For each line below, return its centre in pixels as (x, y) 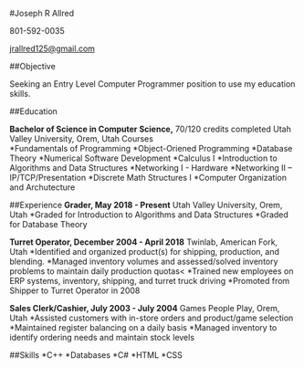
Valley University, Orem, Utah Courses (81, 139)
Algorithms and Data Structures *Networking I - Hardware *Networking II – (151, 168)
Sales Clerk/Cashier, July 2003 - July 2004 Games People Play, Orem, (145, 308)
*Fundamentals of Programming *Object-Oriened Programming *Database (151, 148)
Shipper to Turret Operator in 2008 (75, 290)
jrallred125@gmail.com (52, 48)
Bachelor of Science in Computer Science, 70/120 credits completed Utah (151, 129)
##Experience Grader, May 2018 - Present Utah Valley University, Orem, (146, 205)
